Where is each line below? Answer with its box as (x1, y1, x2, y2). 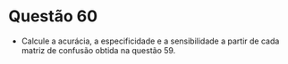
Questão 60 (8, 6, 98, 27)
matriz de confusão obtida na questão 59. (21, 44, 176, 55)
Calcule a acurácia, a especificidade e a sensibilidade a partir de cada (21, 36, 280, 46)
